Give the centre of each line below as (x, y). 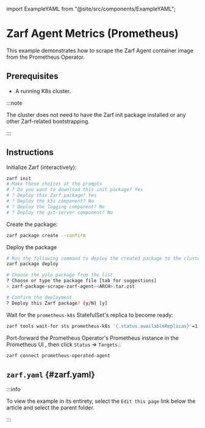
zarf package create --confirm (46, 235)
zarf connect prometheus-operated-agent (59, 355)
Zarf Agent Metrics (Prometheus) (92, 34)
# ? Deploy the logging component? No (56, 207)
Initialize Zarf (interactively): (41, 167)
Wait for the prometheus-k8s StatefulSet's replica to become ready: (90, 315)
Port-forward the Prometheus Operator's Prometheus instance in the (92, 338)
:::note (14, 103)
